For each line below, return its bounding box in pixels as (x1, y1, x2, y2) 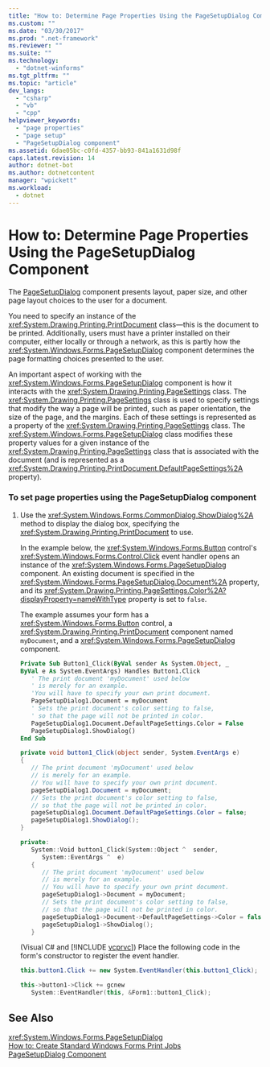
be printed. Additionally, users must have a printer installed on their (8, 328, 231, 338)
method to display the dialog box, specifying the (19, 518, 180, 528)
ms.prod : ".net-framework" (8, 34, 99, 43)
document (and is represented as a (8, 455, 125, 464)
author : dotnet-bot (8, 162, 74, 170)
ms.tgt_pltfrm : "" (8, 72, 70, 80)
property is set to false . (128, 594, 207, 604)
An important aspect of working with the (8, 369, 142, 379)
